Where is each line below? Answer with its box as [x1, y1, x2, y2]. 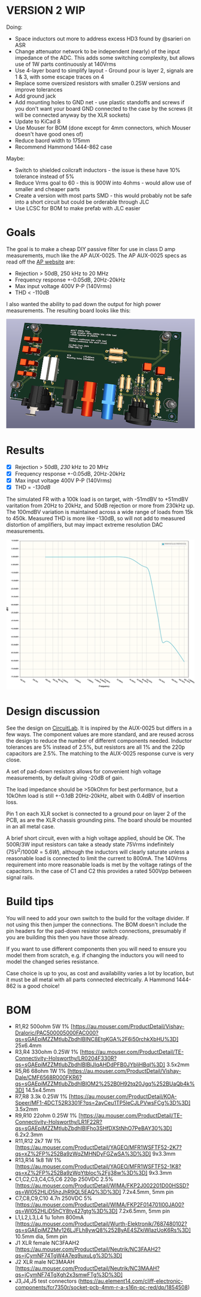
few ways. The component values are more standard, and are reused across [6, 730, 194, 737]
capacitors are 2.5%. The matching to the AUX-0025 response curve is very [6, 749, 194, 757]
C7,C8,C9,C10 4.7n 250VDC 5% [14, 1195, 93, 1202]
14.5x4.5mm [25, 1087, 56, 1094]
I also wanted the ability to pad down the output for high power [6, 300, 162, 307]
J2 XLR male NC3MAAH [14, 1259, 75, 1266]
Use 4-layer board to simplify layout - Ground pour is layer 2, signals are [14, 66, 193, 74]
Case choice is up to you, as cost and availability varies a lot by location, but [6, 969, 194, 976]
